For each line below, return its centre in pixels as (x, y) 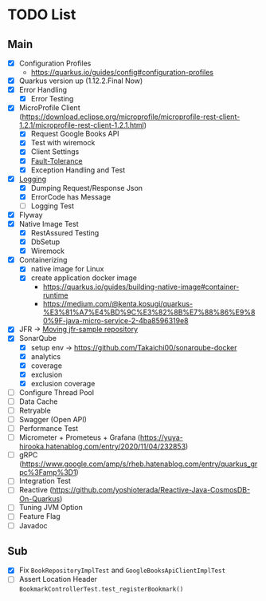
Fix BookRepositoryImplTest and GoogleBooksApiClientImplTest (122, 570)
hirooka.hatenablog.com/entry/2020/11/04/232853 (102, 447)
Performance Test (49, 429)
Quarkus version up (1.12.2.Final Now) (81, 81)
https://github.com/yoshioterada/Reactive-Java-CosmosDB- (151, 490)
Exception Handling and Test (78, 170)
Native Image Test (49, 223)
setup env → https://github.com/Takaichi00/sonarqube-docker (134, 347)
